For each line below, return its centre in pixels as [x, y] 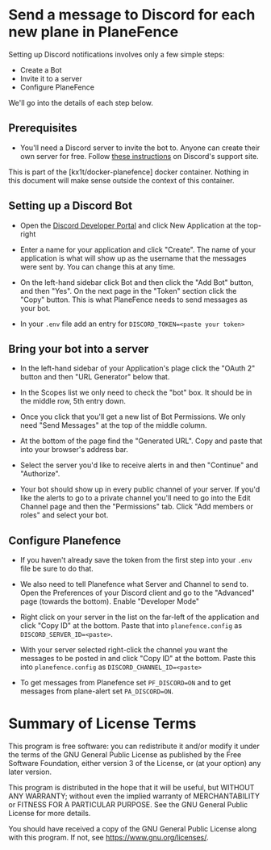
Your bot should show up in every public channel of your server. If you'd [140, 489]
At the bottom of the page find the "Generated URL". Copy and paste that [141, 441]
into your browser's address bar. [74, 450]
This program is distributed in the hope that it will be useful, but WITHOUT [131, 788]
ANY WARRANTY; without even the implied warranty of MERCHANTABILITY [134, 796]
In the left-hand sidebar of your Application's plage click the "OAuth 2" [138, 368]
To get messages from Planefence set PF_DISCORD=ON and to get [125, 683]
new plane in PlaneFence [94, 32]
